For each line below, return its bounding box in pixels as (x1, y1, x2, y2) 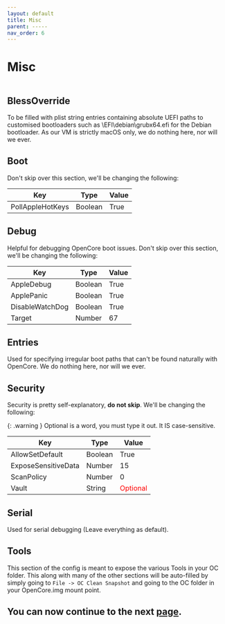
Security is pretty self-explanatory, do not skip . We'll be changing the (7, 401, 206, 409)
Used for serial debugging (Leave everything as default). (7, 526, 169, 534)
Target (10, 313, 33, 323)
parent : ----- (7, 23, 48, 30)
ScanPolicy (10, 472, 47, 482)
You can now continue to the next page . (7, 606, 182, 618)
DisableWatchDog (10, 302, 69, 312)
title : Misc (7, 17, 42, 24)
